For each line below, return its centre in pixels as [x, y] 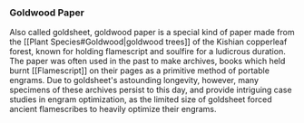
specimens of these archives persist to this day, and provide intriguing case [151, 90]
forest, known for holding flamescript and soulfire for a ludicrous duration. [147, 52]
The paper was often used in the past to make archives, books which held [147, 61]
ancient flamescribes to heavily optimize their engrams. [113, 109]
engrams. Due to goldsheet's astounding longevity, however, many [134, 80]
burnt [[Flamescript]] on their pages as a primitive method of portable [140, 71]
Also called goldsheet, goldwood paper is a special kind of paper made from [152, 33]
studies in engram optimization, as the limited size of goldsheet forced [141, 99]
